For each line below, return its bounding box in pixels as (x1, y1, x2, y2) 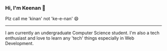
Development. (5, 41, 34, 47)
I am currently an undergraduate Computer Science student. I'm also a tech (5, 30, 160, 36)
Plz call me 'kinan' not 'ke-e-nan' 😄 (5, 16, 79, 22)
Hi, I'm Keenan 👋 (5, 4, 46, 11)
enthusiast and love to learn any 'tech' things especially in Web (5, 35, 134, 41)
